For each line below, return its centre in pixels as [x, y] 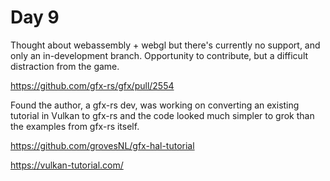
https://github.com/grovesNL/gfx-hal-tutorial [102, 145]
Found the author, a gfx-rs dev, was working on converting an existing [155, 105]
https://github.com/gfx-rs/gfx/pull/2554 [92, 85]
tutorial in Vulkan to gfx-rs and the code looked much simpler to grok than [162, 115]
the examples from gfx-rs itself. [75, 126]
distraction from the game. [65, 66]
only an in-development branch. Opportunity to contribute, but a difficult [159, 55]
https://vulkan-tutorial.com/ [67, 165]
